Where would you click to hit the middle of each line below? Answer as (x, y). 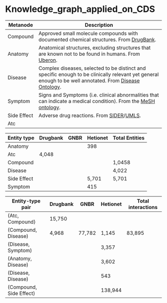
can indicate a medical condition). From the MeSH (97, 101)
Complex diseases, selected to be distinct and (92, 68)
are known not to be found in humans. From (89, 54)
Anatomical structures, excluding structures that (94, 47)
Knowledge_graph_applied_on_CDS (80, 9)
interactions (143, 207)
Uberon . (48, 60)
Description (99, 25)
